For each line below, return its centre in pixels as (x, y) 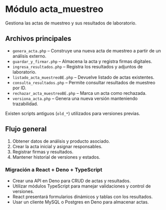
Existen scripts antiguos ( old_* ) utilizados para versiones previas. (73, 113)
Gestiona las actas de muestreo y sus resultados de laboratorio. (71, 23)
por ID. (19, 88)
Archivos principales (38, 39)
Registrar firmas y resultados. (43, 152)
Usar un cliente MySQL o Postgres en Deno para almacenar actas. (80, 202)
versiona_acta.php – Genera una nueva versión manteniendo (75, 98)
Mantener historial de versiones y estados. (56, 157)
